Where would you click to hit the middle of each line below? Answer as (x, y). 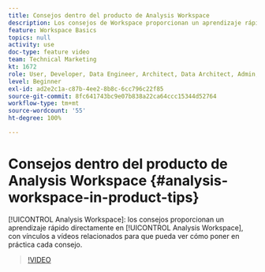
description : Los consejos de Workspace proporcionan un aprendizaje (125, 23)
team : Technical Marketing (52, 60)
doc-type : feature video (49, 52)
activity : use (32, 45)
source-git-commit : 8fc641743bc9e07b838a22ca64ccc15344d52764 (112, 96)
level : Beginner (35, 81)
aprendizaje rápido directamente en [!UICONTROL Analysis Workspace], (126, 227)
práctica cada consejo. (45, 244)
